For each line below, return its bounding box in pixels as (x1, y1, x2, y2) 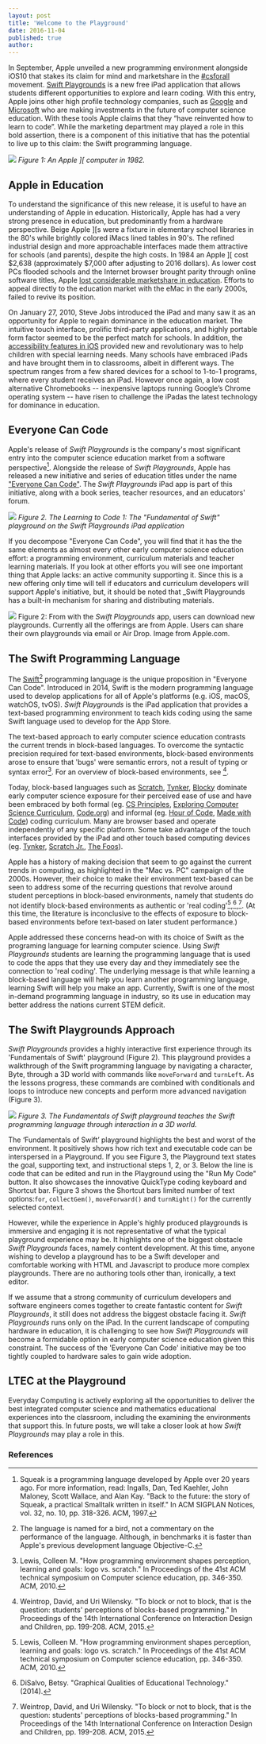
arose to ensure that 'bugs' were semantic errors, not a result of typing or (8, 757, 248, 766)
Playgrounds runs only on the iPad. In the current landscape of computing (8, 1318, 249, 1327)
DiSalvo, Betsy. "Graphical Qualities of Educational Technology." (19, 1678, 230, 1688)
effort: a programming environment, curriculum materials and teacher (8, 554, 235, 563)
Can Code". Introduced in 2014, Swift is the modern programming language (8, 682, 253, 692)
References (8, 1449, 54, 1460)
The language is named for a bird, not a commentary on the (19, 1524, 215, 1534)
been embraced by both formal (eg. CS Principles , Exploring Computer (8, 799, 239, 808)
